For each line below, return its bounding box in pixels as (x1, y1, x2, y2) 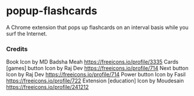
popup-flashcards (6, 4, 98, 18)
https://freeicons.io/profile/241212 (6, 84, 89, 91)
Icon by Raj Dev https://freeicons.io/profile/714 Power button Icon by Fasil (6, 71, 186, 78)
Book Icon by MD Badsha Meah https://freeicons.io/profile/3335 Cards (6, 58, 179, 66)
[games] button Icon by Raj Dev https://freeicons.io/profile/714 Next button (6, 65, 189, 72)
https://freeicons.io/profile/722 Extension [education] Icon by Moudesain (6, 77, 185, 84)
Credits (6, 44, 28, 53)
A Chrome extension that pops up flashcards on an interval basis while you (6, 24, 189, 31)
